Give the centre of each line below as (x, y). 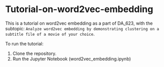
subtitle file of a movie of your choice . (50, 34)
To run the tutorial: (24, 43)
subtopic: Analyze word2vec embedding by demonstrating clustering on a (82, 28)
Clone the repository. (34, 53)
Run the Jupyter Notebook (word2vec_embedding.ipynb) (72, 58)
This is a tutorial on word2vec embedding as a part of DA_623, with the (79, 23)
